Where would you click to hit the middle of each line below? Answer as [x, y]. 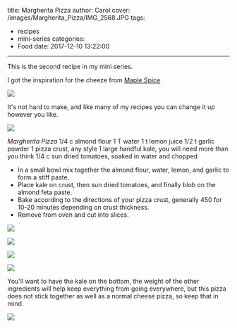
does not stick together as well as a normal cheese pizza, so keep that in [113, 296]
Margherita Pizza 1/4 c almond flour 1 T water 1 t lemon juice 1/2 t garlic [111, 141]
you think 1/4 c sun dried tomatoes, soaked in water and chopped [102, 156]
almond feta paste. [45, 192]
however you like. [33, 114]
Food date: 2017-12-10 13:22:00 [63, 46]
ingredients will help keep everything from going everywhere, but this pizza [117, 289]
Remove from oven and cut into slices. [73, 215]
